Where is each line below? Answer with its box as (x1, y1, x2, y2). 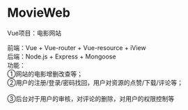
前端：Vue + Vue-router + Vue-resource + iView (7, 43, 146, 52)
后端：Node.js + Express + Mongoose (7, 52, 116, 61)
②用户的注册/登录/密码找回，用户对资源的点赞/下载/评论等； (7, 78, 183, 86)
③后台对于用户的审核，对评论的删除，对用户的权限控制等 (7, 94, 175, 102)
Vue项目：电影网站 (7, 29, 62, 37)
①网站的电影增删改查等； (7, 70, 84, 78)
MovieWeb (7, 5, 71, 21)
